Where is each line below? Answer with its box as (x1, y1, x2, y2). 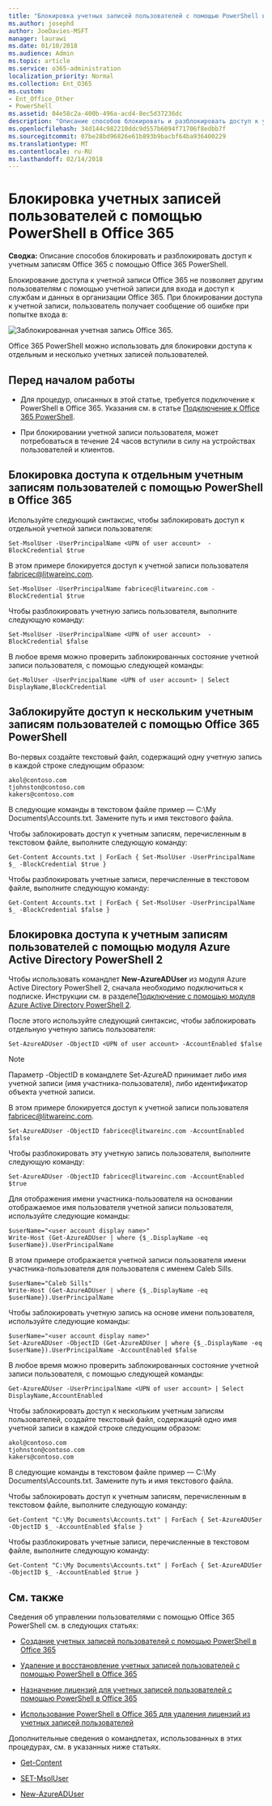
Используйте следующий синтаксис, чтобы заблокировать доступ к (8, 515, 245, 525)
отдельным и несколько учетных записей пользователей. (8, 350, 209, 360)
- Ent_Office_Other (8, 95, 74, 103)
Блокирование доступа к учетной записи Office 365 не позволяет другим (8, 275, 264, 285)
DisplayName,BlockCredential (8, 683, 107, 691)
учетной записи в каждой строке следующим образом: (8, 1423, 202, 1433)
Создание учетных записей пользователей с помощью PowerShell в (19, 1637, 257, 1646)
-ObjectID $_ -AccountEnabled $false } (8, 1523, 143, 1531)
